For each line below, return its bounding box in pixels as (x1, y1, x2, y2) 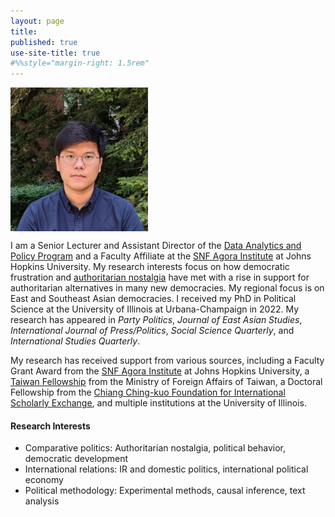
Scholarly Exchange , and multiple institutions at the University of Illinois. (10, 397, 307, 409)
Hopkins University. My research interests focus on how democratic (10, 261, 290, 273)
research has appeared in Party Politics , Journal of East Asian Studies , (10, 314, 303, 326)
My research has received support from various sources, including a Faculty (10, 355, 325, 367)
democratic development (24, 453, 129, 465)
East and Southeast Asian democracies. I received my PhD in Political (10, 293, 297, 305)
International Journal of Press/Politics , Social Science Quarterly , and (10, 325, 295, 337)
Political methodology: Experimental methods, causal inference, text (24, 485, 306, 497)
